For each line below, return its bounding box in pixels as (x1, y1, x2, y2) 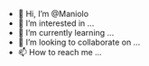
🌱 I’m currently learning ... (17, 28, 115, 37)
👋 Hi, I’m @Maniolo (17, 9, 88, 19)
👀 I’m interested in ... (17, 18, 95, 29)
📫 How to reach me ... (17, 47, 102, 57)
